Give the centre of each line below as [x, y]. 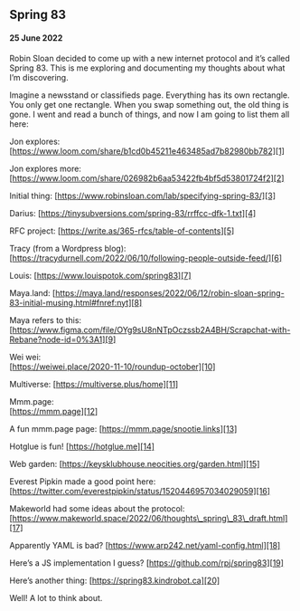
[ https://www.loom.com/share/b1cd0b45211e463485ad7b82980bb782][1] [147, 151]
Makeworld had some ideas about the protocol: [97, 508]
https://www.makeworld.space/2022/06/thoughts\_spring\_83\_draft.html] [150, 518]
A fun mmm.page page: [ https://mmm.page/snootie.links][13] [123, 428]
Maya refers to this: [46, 320]
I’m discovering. [39, 77]
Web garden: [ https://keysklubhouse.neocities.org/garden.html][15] [135, 463]
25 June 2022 [36, 38]
